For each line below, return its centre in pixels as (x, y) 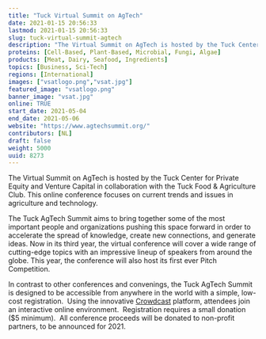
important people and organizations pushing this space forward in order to (129, 227)
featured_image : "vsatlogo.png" (61, 89)
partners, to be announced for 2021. (67, 326)
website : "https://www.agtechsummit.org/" (79, 126)
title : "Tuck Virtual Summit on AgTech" (76, 15)
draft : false (30, 141)
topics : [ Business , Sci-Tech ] (58, 67)
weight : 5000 (30, 148)
